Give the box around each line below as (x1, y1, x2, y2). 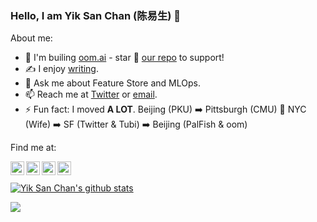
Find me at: (10, 142, 57, 154)
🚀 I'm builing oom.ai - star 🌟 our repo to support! (24, 52, 225, 64)
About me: (10, 32, 53, 44)
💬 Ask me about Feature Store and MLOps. (24, 77, 201, 89)
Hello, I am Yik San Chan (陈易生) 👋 (10, 8, 182, 22)
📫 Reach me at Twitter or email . (24, 88, 158, 101)
